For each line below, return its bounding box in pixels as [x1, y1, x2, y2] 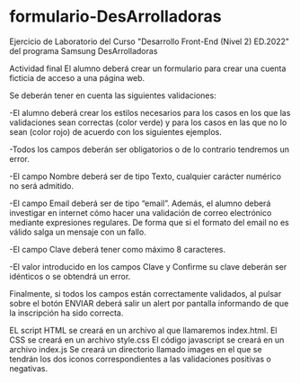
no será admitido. [9, 180, 75, 191]
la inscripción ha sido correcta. [9, 307, 124, 318]
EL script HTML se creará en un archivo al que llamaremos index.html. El [9, 325, 278, 335]
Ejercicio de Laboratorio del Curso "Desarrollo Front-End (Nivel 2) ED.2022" [9, 36, 290, 47]
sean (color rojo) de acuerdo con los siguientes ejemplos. [9, 126, 222, 137]
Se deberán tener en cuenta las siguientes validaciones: [9, 90, 217, 101]
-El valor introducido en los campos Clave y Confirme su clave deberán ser [9, 261, 287, 272]
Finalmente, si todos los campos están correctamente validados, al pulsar [9, 288, 282, 298]
